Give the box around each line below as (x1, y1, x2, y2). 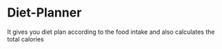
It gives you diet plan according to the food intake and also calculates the (7, 28, 215, 36)
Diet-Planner (7, 5, 82, 21)
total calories (7, 35, 44, 43)
